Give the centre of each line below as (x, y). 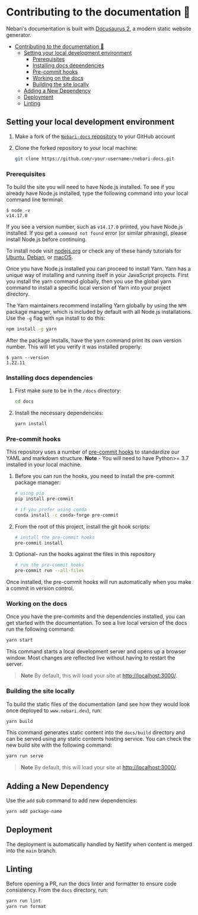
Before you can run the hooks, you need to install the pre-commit (95, 476)
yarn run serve (25, 756)
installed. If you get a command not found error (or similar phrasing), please (96, 233)
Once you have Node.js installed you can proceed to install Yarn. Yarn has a (99, 268)
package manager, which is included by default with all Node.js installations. (99, 312)
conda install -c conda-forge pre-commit (67, 515)
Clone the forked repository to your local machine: (76, 147)
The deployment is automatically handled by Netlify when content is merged (99, 844)
